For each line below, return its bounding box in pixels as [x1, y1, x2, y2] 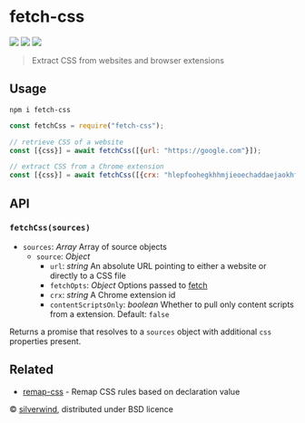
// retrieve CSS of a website [9, 138, 124, 147]
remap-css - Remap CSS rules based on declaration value [22, 386, 241, 397]
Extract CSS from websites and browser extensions [31, 54, 225, 65]
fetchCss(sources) [9, 223, 91, 233]
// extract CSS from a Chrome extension [9, 162, 165, 171]
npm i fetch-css [9, 105, 71, 114]
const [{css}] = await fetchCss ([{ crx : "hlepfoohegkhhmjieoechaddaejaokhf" [9, 170, 302, 180]
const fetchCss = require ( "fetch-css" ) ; [9, 120, 165, 130]
